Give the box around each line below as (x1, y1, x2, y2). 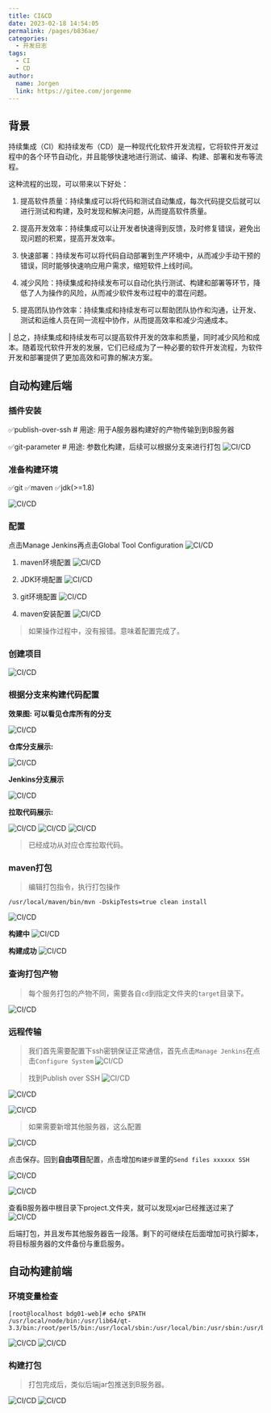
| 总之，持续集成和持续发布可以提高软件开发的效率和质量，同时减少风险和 (8, 333, 253, 342)
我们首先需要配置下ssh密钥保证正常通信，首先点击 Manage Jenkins (27, 1046, 247, 1055)
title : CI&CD (8, 11, 52, 20)
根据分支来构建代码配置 (8, 689, 99, 700)
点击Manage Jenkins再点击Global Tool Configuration (8, 540, 184, 550)
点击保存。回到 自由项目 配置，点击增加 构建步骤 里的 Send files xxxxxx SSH (8, 1154, 250, 1164)
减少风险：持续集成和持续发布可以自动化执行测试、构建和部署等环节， (19, 278, 254, 287)
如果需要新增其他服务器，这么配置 (27, 1122, 142, 1131)
